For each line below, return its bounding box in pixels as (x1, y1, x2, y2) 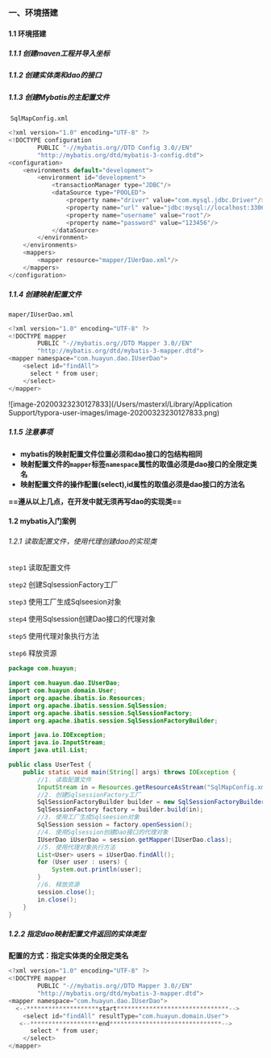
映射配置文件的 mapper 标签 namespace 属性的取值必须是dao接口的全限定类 (19, 459, 257, 469)
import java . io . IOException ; (8, 731, 106, 739)
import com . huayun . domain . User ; (8, 687, 117, 695)
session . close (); (37, 888, 95, 896)
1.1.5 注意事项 (8, 427, 54, 437)
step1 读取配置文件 (8, 563, 71, 573)
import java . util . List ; (8, 746, 89, 755)
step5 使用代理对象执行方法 (8, 631, 99, 641)
